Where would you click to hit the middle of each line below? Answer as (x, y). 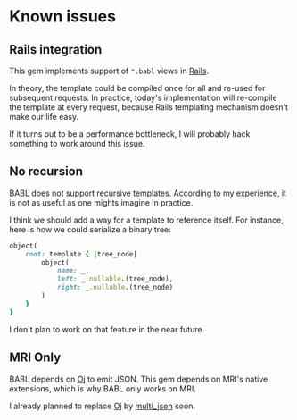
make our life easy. (44, 117)
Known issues (62, 17)
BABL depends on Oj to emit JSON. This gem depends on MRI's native (139, 379)
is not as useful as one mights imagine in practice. (101, 202)
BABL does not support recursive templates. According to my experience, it (148, 193)
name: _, (73, 271)
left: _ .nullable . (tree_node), (115, 279)
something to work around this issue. (77, 143)
